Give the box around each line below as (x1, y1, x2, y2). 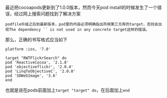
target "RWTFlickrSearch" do (5, 56, 67, 61)
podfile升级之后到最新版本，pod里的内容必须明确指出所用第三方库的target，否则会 (5, 22, 158, 27)
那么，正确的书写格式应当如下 (5, 37, 67, 42)
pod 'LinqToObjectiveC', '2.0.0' (5, 69, 76, 74)
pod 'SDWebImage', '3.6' (5, 73, 58, 78)
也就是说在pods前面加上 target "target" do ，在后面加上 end (5, 87, 130, 93)
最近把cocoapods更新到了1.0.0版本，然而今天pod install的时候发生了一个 (5, 5, 157, 10)
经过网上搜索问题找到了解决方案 (14, 11, 81, 17)
